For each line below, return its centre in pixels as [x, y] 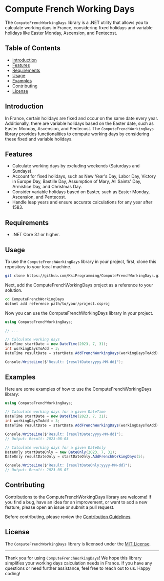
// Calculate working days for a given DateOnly [55, 447]
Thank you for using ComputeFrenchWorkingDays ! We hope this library [73, 558]
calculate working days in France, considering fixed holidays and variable [79, 27]
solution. [14, 290]
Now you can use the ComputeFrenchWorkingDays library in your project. [79, 313]
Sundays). [22, 171]
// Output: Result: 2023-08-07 [37, 470]
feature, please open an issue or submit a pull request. [60, 507]
